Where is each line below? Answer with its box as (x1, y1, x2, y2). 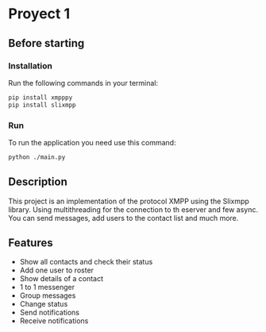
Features (8, 236, 53, 249)
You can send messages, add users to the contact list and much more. (8, 213, 239, 222)
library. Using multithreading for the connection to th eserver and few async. (8, 204, 258, 214)
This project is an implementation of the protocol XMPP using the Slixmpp (8, 196, 250, 206)
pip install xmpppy (8, 93, 73, 102)
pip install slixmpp (8, 101, 77, 109)
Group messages (19, 291, 76, 300)
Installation (8, 60, 53, 71)
